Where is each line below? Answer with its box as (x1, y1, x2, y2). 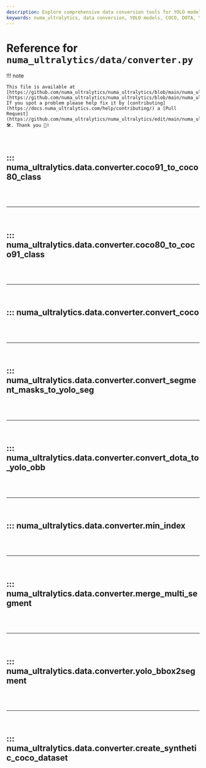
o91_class (6, 249, 45, 260)
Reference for (6, 41, 78, 55)
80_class (6, 171, 42, 182)
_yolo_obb (6, 462, 46, 473)
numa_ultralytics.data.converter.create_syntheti (6, 743, 197, 754)
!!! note (6, 72, 25, 80)
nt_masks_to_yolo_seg (6, 385, 94, 395)
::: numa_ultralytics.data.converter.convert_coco (6, 308, 199, 318)
